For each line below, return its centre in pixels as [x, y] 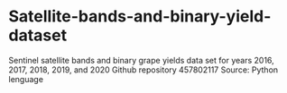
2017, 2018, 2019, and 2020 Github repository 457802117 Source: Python [143, 70]
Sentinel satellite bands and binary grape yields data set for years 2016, [141, 60]
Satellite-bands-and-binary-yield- [140, 17]
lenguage [26, 79]
